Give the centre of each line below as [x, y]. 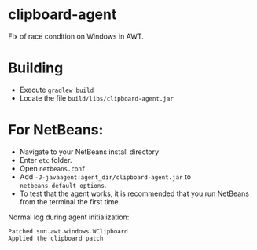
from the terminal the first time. [70, 201]
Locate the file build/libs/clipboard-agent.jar [97, 98]
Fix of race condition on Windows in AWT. [76, 36]
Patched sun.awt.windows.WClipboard [68, 231]
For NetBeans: [56, 130]
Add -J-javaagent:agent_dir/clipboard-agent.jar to [105, 176]
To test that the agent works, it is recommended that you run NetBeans [134, 193]
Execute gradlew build [57, 90]
